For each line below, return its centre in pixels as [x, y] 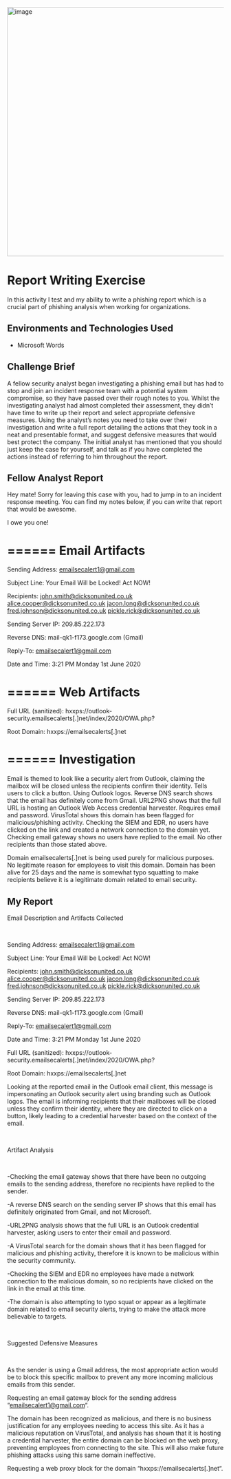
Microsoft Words [41, 345]
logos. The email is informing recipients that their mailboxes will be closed [112, 1101]
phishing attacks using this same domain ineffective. [81, 1455]
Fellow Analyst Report [55, 478]
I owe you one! [28, 523]
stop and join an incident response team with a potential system [97, 390]
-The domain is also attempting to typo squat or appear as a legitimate [107, 1302]
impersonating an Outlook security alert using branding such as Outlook [109, 1094]
